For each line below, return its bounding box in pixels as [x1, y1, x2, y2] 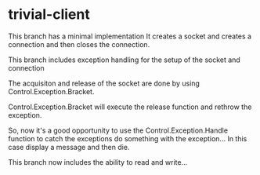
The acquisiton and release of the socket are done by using [8, 78, 200, 88]
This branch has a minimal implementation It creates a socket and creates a [8, 31, 252, 41]
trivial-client [8, 5, 90, 24]
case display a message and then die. [8, 142, 130, 151]
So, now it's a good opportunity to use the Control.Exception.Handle [8, 126, 229, 135]
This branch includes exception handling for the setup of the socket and [8, 55, 240, 64]
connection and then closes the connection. [8, 39, 150, 49]
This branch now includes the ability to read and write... [8, 157, 188, 166]
